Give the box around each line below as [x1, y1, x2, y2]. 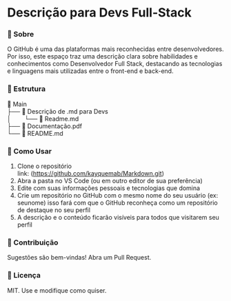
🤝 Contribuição [7, 238, 59, 247]
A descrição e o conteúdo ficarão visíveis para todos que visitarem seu [17, 214, 219, 222]
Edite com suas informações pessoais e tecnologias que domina [17, 184, 201, 192]
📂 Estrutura [7, 84, 46, 94]
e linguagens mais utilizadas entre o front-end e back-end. [7, 67, 174, 75]
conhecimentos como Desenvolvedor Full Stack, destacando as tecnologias [7, 60, 223, 68]
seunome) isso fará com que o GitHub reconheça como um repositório [17, 198, 219, 207]
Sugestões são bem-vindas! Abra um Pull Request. [7, 253, 152, 262]
